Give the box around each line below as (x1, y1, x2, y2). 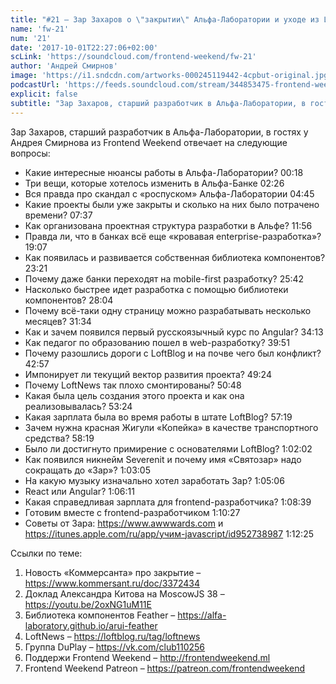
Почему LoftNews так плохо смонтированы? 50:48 (24, 379, 242, 391)
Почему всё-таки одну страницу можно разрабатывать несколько (24, 304, 312, 316)
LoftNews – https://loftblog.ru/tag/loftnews (24, 630, 201, 642)
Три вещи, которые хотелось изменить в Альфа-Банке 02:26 (24, 177, 285, 189)
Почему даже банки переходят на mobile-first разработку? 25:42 (24, 272, 305, 285)
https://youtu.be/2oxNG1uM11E (24, 598, 152, 610)
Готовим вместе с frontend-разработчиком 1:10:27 (24, 506, 241, 518)
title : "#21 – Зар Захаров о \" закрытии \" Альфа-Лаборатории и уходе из (10, 14, 320, 25)
